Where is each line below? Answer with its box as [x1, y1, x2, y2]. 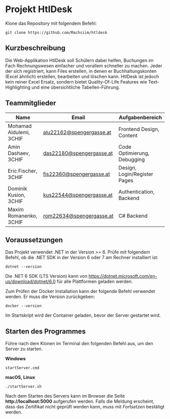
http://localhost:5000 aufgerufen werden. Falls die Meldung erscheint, [5, 398, 154, 404]
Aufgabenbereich [118, 114, 162, 121]
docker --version [5, 304, 42, 309]
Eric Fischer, [8, 167, 38, 174]
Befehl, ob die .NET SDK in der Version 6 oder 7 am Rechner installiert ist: [5, 255, 158, 261]
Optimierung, [118, 149, 150, 156]
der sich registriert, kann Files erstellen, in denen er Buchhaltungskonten [5, 68, 157, 74]
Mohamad [8, 122, 32, 130]
